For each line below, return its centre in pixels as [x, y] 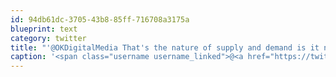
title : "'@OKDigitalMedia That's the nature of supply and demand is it [165, 47]
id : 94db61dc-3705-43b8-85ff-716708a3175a [100, 19]
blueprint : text [44, 29]
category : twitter [48, 38]
